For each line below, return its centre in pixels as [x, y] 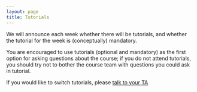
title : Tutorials [28, 17]
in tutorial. [19, 71]
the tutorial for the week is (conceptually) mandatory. [72, 40]
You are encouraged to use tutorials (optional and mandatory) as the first [96, 52]
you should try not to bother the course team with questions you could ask [98, 64]
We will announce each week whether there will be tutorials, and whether [97, 34]
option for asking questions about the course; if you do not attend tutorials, [99, 58]
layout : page [22, 12]
